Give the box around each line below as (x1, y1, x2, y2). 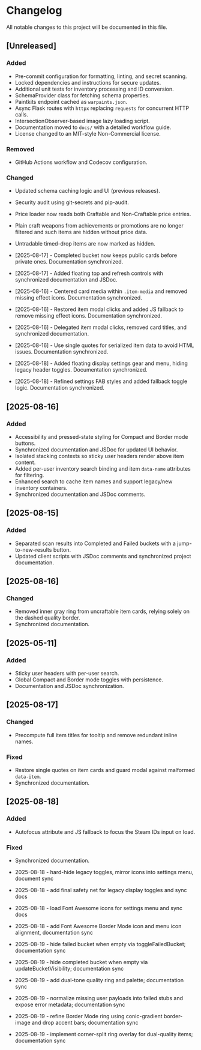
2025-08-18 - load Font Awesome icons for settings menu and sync (14, 904, 183, 911)
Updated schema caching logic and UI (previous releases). (14, 187, 160, 195)
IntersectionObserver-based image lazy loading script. (14, 117, 150, 124)
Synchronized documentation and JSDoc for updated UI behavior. (14, 445, 178, 453)
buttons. (14, 439, 36, 447)
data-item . (14, 773, 41, 780)
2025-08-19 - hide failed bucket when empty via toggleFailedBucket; (14, 940, 186, 947)
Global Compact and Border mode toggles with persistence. (14, 676, 164, 683)
